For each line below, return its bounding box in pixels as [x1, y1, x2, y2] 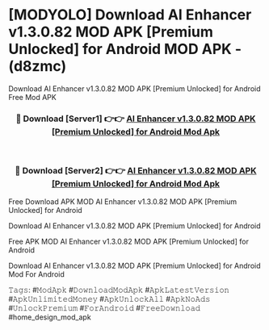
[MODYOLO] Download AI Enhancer [8, 6, 252, 24]
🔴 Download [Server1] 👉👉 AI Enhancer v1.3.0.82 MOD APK [15, 113, 256, 124]
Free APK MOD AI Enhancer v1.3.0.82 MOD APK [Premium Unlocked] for [8, 236, 249, 246]
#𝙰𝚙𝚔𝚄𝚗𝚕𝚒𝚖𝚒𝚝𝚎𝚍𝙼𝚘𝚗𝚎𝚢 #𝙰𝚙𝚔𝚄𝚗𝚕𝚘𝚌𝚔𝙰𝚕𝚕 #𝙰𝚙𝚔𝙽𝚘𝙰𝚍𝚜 [8, 294, 211, 303]
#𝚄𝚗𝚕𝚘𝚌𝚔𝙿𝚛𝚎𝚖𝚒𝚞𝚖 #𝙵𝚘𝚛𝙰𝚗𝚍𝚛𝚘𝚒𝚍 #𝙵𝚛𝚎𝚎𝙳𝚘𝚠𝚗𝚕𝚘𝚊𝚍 [8, 303, 200, 312]
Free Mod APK [8, 92, 57, 102]
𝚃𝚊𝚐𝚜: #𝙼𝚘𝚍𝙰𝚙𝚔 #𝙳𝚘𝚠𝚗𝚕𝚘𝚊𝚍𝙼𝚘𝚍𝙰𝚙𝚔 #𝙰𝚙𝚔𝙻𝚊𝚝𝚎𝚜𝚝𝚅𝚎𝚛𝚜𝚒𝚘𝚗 [8, 285, 230, 294]
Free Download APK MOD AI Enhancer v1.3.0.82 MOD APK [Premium [8, 196, 237, 207]
